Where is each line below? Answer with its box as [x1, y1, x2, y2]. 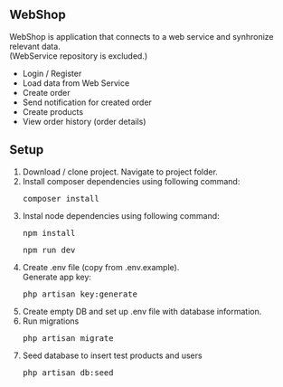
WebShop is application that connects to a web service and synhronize [9, 31, 274, 42]
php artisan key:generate [22, 288, 138, 299]
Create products [22, 106, 84, 117]
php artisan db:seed [22, 367, 114, 378]
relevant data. [9, 41, 61, 52]
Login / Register [22, 68, 82, 79]
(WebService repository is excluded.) [9, 50, 148, 61]
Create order [22, 87, 71, 98]
